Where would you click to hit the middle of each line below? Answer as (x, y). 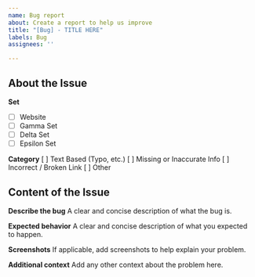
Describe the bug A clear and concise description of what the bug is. (120, 211)
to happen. (25, 234)
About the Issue (48, 83)
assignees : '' (31, 45)
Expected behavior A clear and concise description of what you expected (128, 226)
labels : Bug (27, 37)
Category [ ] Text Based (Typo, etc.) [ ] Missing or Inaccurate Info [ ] (119, 159)
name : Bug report (36, 15)
